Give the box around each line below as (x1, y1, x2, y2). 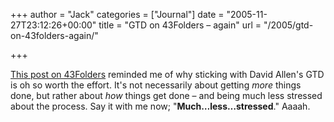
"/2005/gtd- (263, 19, 314, 31)
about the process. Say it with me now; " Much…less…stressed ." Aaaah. (10, 100, 311, 112)
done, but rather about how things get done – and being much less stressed (10, 90, 323, 101)
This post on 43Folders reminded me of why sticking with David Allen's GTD (10, 69, 325, 80)
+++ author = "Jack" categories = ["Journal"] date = (10, 9, 225, 20)
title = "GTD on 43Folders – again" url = (98, 19, 262, 31)
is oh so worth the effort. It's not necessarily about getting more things (10, 79, 302, 91)
